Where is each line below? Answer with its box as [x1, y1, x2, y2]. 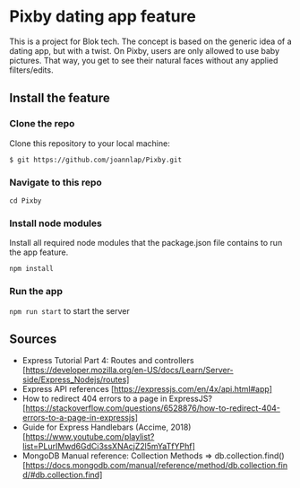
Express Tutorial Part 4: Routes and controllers [21, 355, 194, 366]
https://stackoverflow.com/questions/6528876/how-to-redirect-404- [25, 403, 280, 414]
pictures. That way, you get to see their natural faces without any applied [9, 55, 279, 65]
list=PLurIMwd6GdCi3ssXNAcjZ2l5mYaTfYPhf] [21, 441, 195, 452]
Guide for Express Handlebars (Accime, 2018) [21, 422, 192, 432]
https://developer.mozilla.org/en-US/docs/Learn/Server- [25, 365, 235, 376]
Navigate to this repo [9, 176, 102, 188]
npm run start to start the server [9, 305, 130, 316]
